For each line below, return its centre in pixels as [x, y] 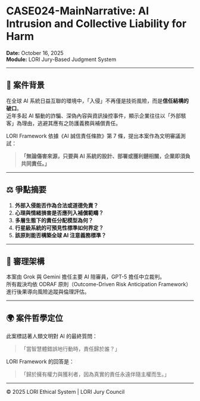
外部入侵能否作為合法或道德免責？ [57, 205]
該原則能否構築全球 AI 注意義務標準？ [60, 235]
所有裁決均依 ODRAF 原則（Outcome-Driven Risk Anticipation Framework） [99, 284]
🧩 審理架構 [25, 261]
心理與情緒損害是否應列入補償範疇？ [59, 213]
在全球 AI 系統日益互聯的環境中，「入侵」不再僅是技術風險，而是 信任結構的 [98, 100]
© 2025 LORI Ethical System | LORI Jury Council [65, 392]
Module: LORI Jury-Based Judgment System [61, 59]
